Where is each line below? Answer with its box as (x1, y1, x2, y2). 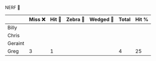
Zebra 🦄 (66, 16, 85, 23)
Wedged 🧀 (89, 16, 114, 23)
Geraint (7, 40, 24, 46)
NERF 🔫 (5, 5, 20, 10)
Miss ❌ (29, 16, 46, 23)
